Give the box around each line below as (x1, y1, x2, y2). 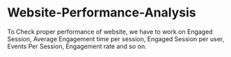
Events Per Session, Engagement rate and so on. (7, 42, 148, 50)
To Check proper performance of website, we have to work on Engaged (7, 27, 214, 36)
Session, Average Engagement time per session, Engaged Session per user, (7, 34, 225, 43)
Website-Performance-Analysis (7, 5, 196, 21)
